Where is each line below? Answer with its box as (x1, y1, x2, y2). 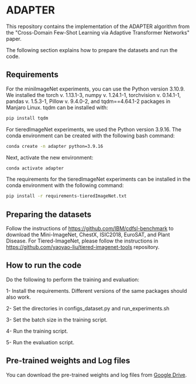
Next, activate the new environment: (6, 154, 94, 161)
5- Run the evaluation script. (6, 338, 75, 345)
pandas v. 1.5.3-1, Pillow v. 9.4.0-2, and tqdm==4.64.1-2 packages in (6, 98, 171, 105)
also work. (6, 293, 31, 300)
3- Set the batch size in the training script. (6, 316, 108, 323)
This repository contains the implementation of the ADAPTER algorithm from (6, 23, 190, 30)
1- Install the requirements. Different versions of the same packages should (6, 287, 187, 294)
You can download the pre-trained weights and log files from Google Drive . (6, 371, 187, 378)
